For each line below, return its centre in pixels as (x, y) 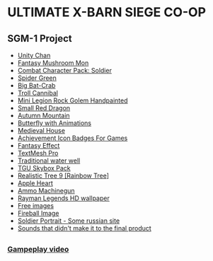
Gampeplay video (38, 250)
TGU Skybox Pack (44, 168)
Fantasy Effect (39, 145)
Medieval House (41, 130)
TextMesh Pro (38, 153)
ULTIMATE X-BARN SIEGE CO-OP (107, 12)
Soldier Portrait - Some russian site (69, 221)
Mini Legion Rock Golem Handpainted (73, 100)
